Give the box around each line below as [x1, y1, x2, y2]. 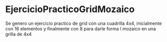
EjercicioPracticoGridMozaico [5, 4, 135, 15]
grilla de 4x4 [5, 31, 32, 37]
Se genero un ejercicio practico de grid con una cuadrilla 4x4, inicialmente [5, 20, 162, 26]
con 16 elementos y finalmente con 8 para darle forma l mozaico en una [5, 25, 156, 31]
